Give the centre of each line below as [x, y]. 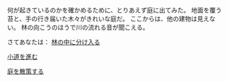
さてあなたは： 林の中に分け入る [54, 42]
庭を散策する [25, 71]
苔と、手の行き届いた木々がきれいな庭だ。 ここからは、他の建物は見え [108, 19]
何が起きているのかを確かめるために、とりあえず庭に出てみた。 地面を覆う [115, 10]
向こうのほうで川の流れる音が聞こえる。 [91, 27]
